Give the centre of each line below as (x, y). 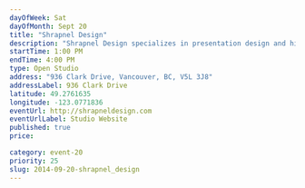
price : (22, 136)
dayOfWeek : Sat (38, 18)
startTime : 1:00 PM (46, 52)
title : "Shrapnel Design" (58, 35)
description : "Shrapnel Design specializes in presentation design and (148, 43)
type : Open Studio (44, 69)
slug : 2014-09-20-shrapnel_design (75, 169)
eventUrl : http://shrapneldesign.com (81, 111)
